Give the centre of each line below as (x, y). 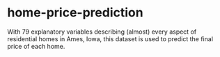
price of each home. (36, 46)
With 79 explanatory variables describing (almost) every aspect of (102, 32)
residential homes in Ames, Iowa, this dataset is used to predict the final (110, 38)
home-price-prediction (76, 13)
